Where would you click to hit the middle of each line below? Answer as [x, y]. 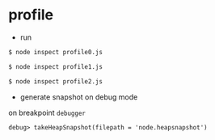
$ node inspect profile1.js [56, 66]
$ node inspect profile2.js [56, 81]
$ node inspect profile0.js [56, 52]
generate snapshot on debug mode [79, 97]
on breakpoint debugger [47, 112]
